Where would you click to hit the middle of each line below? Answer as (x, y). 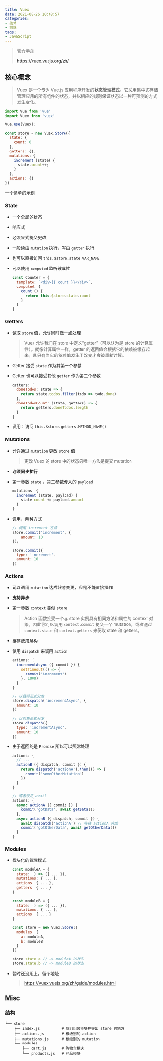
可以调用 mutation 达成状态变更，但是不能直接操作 (62, 588)
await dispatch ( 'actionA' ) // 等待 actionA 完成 (70, 823)
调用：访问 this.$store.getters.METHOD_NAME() (59, 427)
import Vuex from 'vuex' (30, 116)
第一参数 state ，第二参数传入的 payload (52, 482)
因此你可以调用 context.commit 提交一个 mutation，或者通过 (93, 624)
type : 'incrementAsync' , (42, 727)
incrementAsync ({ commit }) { (48, 665)
